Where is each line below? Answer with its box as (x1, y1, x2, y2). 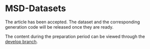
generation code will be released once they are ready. (5, 24, 114, 30)
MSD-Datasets (5, 3, 66, 14)
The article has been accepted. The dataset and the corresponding (5, 19, 140, 25)
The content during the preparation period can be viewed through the (5, 33, 145, 39)
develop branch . (5, 38, 38, 44)
